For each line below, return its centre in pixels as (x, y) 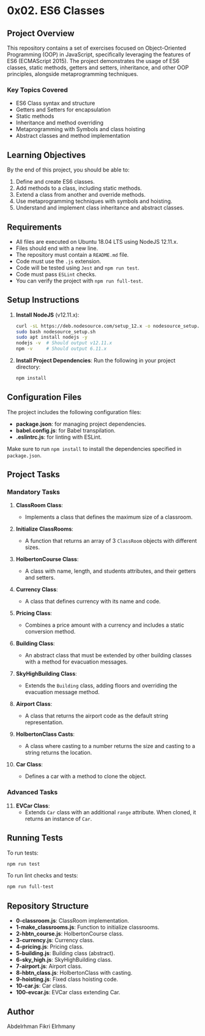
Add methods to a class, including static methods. (79, 188)
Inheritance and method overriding (59, 123)
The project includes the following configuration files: (74, 412)
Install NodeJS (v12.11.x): (47, 315)
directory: (28, 367)
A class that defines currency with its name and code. (93, 602)
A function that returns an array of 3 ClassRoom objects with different (111, 541)
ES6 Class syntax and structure (55, 103)
